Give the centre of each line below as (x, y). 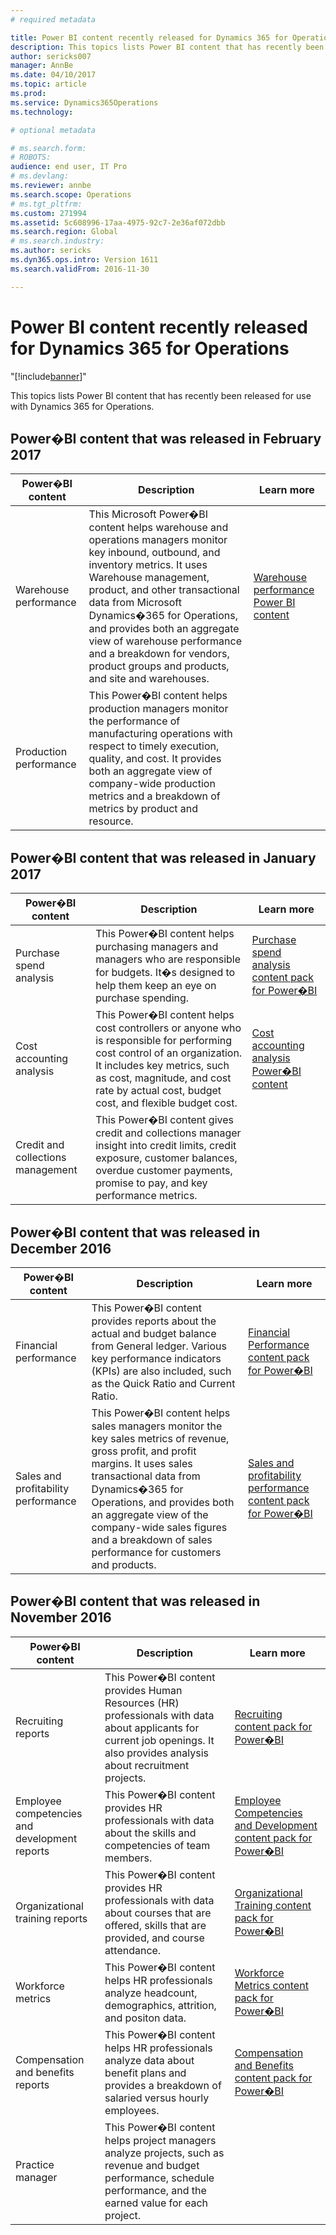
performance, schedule (159, 2178)
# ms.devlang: (40, 176)
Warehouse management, (149, 578)
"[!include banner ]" (48, 376)
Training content (273, 1905)
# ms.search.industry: (57, 241)
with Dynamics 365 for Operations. (82, 406)
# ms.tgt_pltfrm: (46, 204)
